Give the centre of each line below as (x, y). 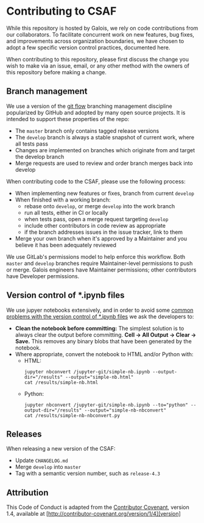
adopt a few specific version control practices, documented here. (88, 47)
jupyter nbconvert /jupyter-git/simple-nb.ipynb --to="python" (106, 405)
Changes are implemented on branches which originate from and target (105, 150)
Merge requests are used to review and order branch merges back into (104, 163)
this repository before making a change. (56, 72)
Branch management (47, 92)
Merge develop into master (48, 467)
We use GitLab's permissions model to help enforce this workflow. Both (96, 256)
